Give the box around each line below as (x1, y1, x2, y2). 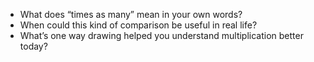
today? (19, 40, 48, 52)
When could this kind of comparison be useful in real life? (19, 19, 258, 31)
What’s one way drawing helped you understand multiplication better (19, 30, 304, 41)
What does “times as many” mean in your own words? (19, 9, 243, 20)
